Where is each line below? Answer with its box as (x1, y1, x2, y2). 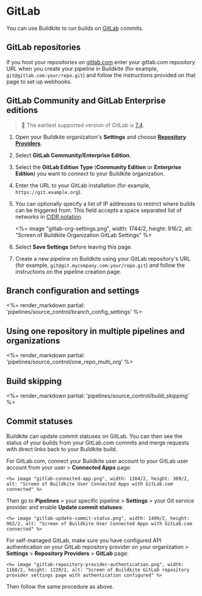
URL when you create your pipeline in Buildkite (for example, (6, 65, 159, 72)
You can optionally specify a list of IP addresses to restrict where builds (15, 200, 195, 207)
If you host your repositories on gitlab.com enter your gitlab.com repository (6, 58, 195, 65)
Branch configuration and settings (6, 285, 140, 296)
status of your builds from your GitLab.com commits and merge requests (6, 438, 189, 446)
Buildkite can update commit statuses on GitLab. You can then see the (6, 432, 183, 440)
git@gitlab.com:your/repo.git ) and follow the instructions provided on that (6, 71, 196, 79)
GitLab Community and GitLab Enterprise (6, 96, 166, 106)
